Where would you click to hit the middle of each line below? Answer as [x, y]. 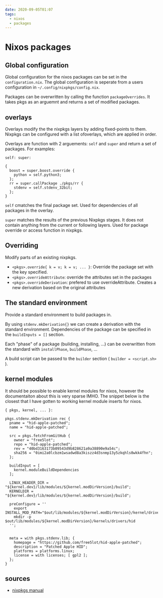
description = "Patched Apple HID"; [51, 547]
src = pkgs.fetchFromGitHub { [40, 436]
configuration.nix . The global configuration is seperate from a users [74, 82]
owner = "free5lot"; [34, 440]
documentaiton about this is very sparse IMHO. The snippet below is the [77, 396]
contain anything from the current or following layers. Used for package [77, 225]
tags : [10, 14]
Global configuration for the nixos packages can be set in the [66, 77]
